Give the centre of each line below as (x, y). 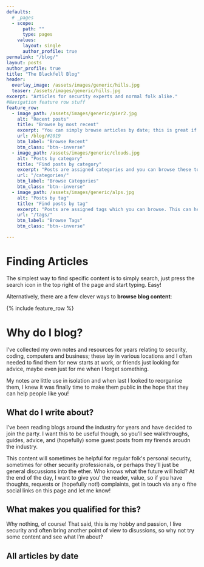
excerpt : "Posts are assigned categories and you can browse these (104, 170)
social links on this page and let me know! (59, 490)
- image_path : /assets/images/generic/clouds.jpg (76, 153)
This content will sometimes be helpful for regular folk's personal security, (99, 458)
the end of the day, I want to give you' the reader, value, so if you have (94, 477)
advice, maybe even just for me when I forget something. (78, 369)
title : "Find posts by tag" (53, 204)
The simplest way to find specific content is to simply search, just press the (100, 278)
